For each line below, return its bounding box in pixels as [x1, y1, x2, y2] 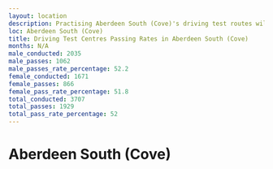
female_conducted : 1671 [8, 72, 89, 80]
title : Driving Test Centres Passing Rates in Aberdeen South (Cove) [8, 34, 249, 43]
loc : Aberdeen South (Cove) [8, 27, 104, 35]
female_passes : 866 [8, 80, 75, 88]
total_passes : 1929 [8, 102, 75, 110]
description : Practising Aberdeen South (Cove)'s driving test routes [8, 19, 253, 28]
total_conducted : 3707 [8, 95, 85, 103]
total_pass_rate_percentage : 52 [8, 110, 118, 119]
